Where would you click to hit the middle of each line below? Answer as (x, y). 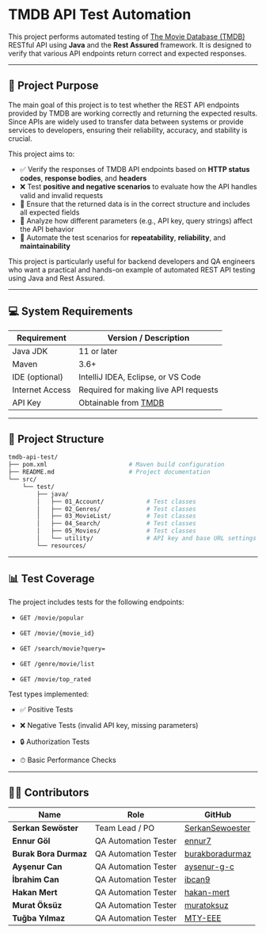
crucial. (21, 138)
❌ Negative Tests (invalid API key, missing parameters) (109, 725)
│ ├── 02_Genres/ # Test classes (116, 509)
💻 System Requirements (70, 312)
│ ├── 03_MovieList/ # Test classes (116, 517)
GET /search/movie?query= (62, 648)
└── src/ (23, 479)
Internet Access (42, 390)
